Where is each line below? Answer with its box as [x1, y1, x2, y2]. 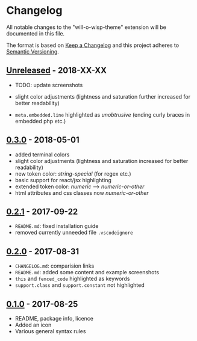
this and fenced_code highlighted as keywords [14, 275, 130, 283]
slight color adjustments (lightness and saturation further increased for [14, 93, 191, 100]
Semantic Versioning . [6, 48, 59, 55]
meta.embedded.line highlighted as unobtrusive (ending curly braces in [14, 111, 190, 118]
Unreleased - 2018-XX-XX [6, 66, 107, 76]
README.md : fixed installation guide [14, 223, 99, 230]
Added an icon [14, 321, 52, 328]
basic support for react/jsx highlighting [14, 176, 111, 183]
